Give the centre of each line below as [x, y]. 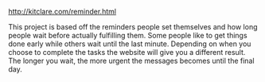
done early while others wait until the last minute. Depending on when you [130, 44]
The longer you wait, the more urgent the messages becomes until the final [131, 61]
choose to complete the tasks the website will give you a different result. [127, 52]
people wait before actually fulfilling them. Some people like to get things [128, 35]
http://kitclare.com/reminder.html [62, 12]
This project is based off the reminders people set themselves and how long [133, 27]
